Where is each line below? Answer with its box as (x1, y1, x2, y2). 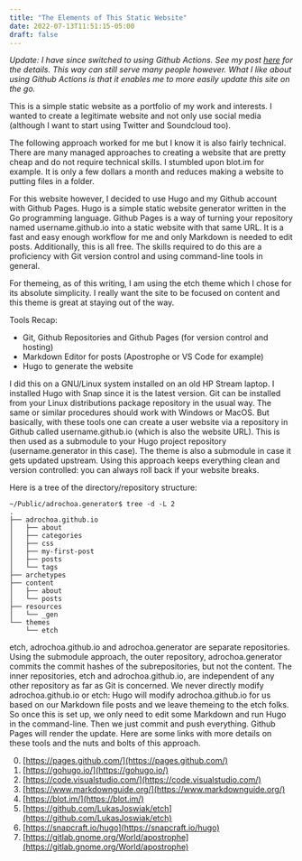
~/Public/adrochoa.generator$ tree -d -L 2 (9, 500, 176, 509)
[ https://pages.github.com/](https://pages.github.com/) (22, 755, 228, 766)
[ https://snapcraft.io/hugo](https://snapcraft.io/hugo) (22, 822, 220, 833)
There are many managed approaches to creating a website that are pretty (9, 147, 287, 158)
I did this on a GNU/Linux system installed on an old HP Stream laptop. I (9, 378, 275, 389)
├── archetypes (9, 570, 67, 580)
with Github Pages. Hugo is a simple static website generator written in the (9, 203, 287, 214)
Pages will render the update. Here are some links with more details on (9, 728, 272, 739)
